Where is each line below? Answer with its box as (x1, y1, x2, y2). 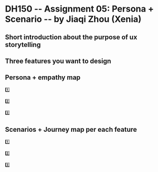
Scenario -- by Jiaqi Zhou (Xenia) (5, 14, 142, 25)
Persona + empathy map (5, 74, 81, 82)
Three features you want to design (5, 57, 111, 65)
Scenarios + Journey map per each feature (5, 125, 137, 134)
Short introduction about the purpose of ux (5, 33, 137, 41)
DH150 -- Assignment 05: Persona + (5, 3, 154, 15)
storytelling (5, 40, 41, 49)
